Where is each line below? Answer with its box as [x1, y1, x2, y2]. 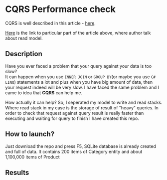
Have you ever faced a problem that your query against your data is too [5, 63, 152, 69]
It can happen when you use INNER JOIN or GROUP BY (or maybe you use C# [5, 74, 156, 80]
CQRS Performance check [5, 4, 116, 15]
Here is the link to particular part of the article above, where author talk [5, 30, 151, 36]
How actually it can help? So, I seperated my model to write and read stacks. [5, 99, 163, 105]
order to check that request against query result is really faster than [5, 110, 144, 116]
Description [5, 50, 42, 58]
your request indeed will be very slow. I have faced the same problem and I [5, 84, 160, 90]
